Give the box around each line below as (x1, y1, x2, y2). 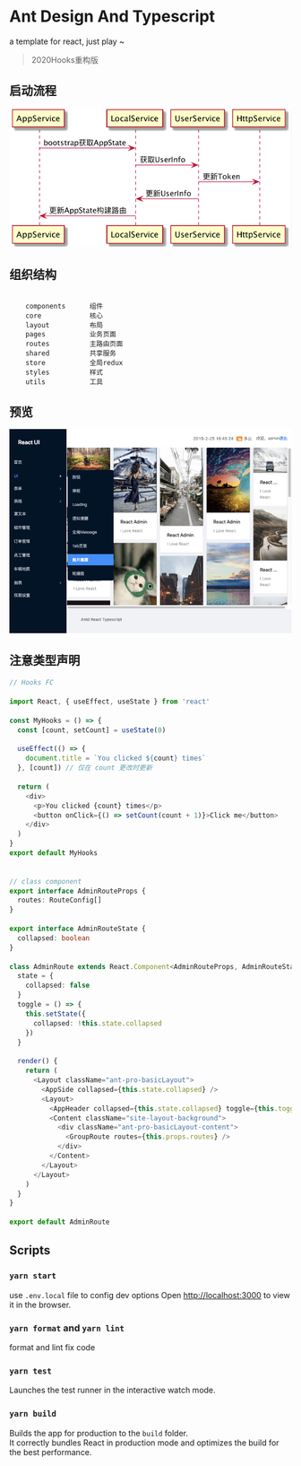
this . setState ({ (25, 1009, 87, 1018)
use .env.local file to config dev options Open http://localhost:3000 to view (9, 1289, 291, 1300)
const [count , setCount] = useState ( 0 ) (17, 725, 167, 735)
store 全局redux (25, 359, 124, 368)
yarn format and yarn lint (9, 1322, 125, 1334)
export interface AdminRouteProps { (9, 886, 146, 895)
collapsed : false (25, 981, 90, 990)
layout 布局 (25, 320, 103, 329)
